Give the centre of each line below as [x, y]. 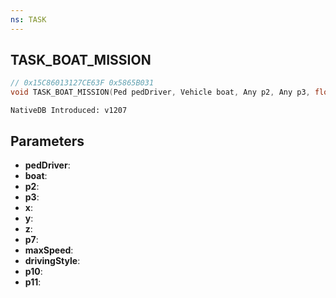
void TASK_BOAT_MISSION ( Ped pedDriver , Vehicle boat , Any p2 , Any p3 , [160, 92]
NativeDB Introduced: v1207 [69, 111]
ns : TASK [28, 19]
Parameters [47, 141]
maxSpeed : [49, 250]
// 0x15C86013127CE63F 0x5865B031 [82, 83]
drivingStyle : [52, 260]
